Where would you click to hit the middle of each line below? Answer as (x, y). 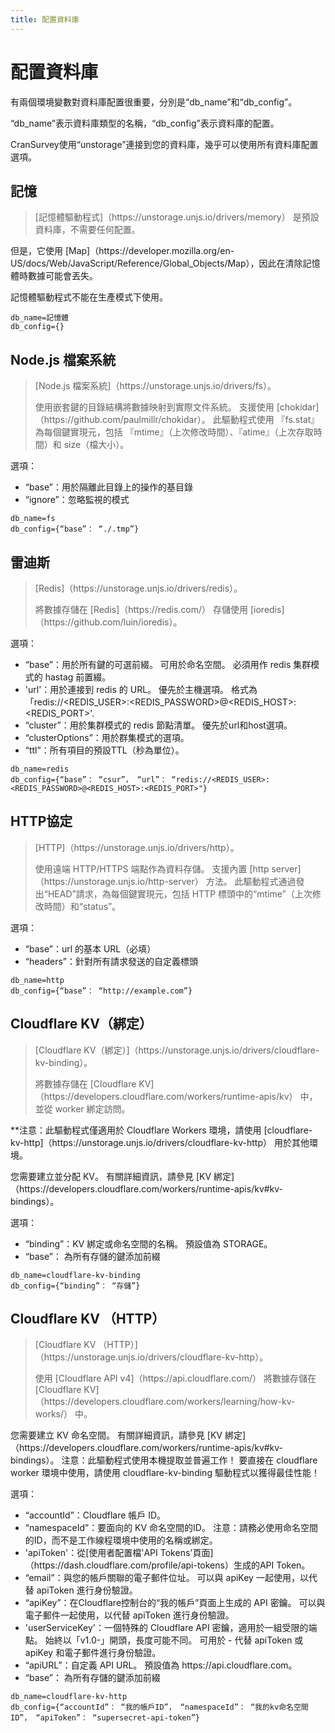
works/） (53, 1414)
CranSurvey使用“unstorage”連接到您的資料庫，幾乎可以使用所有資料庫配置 (164, 144)
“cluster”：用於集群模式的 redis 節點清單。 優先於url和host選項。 (158, 725)
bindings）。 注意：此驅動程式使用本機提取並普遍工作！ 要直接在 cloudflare (164, 1460)
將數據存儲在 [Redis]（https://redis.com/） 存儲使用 (141, 609)
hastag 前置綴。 (78, 677)
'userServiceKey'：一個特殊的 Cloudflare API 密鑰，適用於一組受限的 (166, 1628)
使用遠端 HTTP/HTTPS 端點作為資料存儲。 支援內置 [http (152, 868)
